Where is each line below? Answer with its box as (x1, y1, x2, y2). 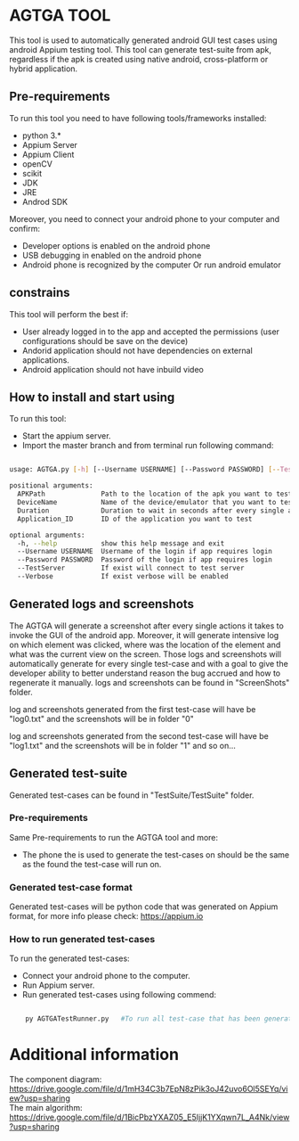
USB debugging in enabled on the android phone (21, 250, 202, 260)
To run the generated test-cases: (9, 953, 131, 964)
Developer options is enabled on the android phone (21, 240, 211, 250)
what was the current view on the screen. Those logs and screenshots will (9, 648, 282, 660)
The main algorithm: (9, 1103, 83, 1113)
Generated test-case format (9, 881, 133, 893)
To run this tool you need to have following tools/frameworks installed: (9, 112, 267, 123)
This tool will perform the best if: (9, 308, 129, 319)
